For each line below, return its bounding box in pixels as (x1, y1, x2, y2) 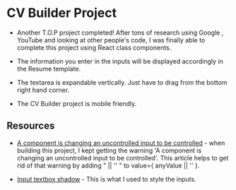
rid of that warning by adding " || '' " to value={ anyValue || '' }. (16, 161, 200, 170)
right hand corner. (16, 85, 70, 94)
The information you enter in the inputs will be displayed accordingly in (16, 57, 224, 65)
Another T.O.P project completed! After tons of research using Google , (16, 28, 224, 37)
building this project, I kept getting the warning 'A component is (16, 146, 202, 155)
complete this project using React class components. (16, 43, 172, 52)
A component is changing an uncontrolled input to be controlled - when (16, 138, 225, 147)
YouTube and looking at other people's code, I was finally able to (16, 35, 206, 44)
